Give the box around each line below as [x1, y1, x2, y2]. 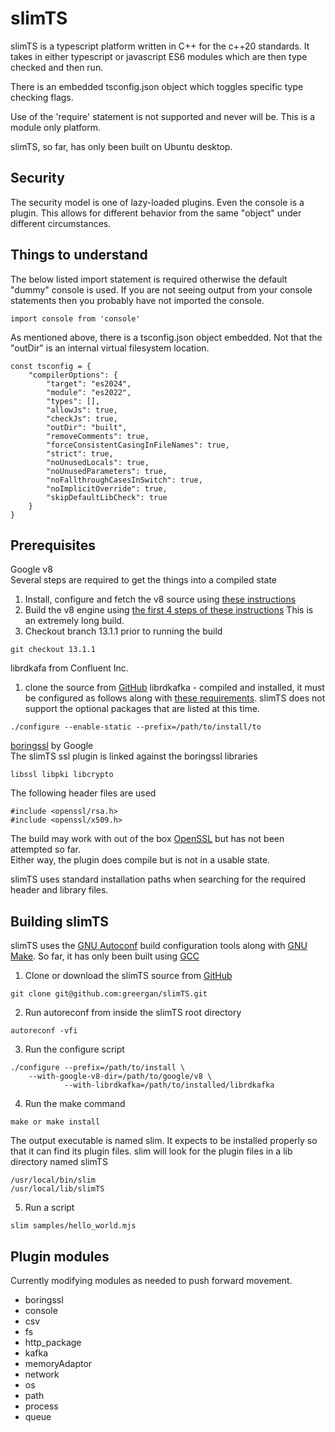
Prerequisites [10, 537, 96, 554]
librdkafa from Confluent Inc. [10, 662, 129, 674]
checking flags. [10, 91, 74, 103]
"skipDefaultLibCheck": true [46, 492, 168, 502]
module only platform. [10, 121, 101, 133]
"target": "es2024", [46, 378, 132, 389]
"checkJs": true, [46, 413, 118, 424]
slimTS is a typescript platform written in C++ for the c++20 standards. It [10, 40, 310, 52]
